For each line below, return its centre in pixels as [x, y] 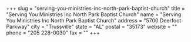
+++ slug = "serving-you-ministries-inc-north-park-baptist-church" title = [95, 8]
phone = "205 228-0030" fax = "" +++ [53, 33]
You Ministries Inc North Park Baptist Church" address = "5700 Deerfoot [94, 20]
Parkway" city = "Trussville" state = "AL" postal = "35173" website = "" [92, 26]
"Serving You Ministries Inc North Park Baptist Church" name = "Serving [94, 14]
